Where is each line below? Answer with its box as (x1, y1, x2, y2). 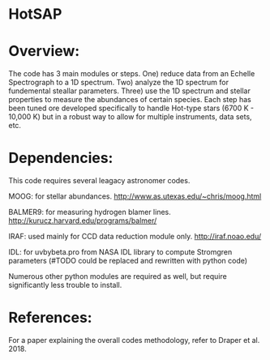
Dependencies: (8, 149, 114, 167)
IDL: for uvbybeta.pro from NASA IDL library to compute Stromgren (8, 247, 233, 257)
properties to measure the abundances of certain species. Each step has (8, 95, 251, 105)
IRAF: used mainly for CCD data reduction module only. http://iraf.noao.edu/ (8, 232, 262, 242)
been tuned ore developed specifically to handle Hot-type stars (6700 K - (8, 103, 254, 114)
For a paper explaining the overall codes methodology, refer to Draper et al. (8, 336, 260, 345)
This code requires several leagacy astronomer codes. (8, 176, 191, 186)
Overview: (8, 42, 80, 61)
